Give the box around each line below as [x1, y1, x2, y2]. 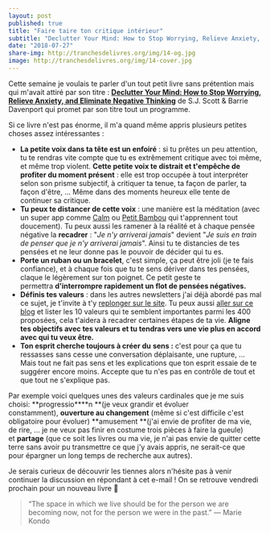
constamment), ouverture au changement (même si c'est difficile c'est [8, 407, 244, 417]
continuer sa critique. [19, 195, 91, 205]
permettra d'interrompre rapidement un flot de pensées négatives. [19, 281, 247, 291]
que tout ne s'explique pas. [19, 375, 110, 385]
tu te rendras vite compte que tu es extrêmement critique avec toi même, [19, 152, 262, 162]
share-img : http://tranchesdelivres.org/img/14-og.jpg [8, 49, 196, 57]
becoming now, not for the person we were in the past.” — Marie [27, 507, 243, 517]
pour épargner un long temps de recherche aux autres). [8, 450, 193, 460]
